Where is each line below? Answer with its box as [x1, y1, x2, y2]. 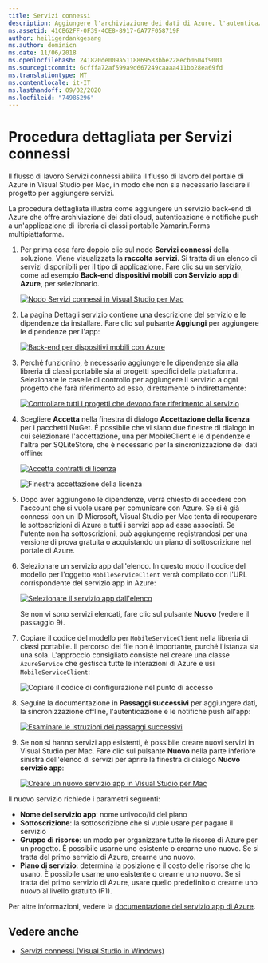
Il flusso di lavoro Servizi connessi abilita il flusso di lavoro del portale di [8, 171, 245, 181]
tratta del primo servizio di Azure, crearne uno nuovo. [19, 853, 196, 862]
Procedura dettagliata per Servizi [8, 128, 233, 146]
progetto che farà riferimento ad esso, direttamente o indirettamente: [19, 383, 246, 393]
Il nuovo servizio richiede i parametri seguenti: [8, 794, 161, 804]
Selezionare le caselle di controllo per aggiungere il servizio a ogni [19, 375, 238, 385]
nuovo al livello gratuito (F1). [19, 886, 113, 896]
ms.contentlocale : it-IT [8, 78, 91, 86]
